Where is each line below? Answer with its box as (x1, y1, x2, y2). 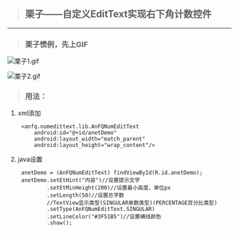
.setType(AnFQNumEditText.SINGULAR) (46, 206, 155, 213)
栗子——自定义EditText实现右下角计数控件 (24, 8, 212, 21)
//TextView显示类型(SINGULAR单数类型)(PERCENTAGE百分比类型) (46, 200, 218, 207)
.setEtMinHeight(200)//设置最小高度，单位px (46, 185, 171, 192)
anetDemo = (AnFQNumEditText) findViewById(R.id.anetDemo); (21, 169, 203, 177)
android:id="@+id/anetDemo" (33, 129, 117, 136)
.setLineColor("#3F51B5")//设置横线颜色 (46, 213, 161, 220)
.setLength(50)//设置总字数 (46, 192, 124, 199)
